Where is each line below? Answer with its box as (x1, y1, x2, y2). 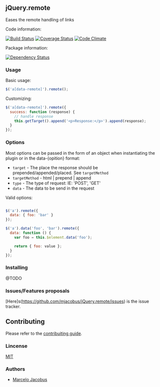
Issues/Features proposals (5, 287, 70, 294)
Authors (5, 366, 26, 372)
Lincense (5, 342, 28, 349)
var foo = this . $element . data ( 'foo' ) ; (14, 235, 92, 240)
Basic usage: (5, 78, 31, 83)
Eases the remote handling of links (5, 16, 74, 22)
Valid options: (5, 194, 33, 200)
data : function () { (10, 230, 51, 236)
